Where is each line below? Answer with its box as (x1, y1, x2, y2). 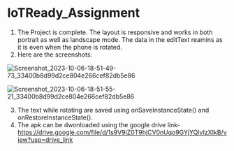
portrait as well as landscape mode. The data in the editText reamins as (17, 35, 223, 43)
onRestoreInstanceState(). (17, 113, 93, 122)
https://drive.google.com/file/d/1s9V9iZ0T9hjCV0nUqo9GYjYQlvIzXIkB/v (17, 128, 227, 136)
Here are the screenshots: (17, 50, 93, 59)
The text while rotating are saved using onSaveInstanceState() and (17, 106, 210, 114)
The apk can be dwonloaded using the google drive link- (17, 120, 180, 129)
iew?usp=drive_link (17, 135, 73, 144)
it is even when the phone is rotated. (17, 43, 122, 51)
